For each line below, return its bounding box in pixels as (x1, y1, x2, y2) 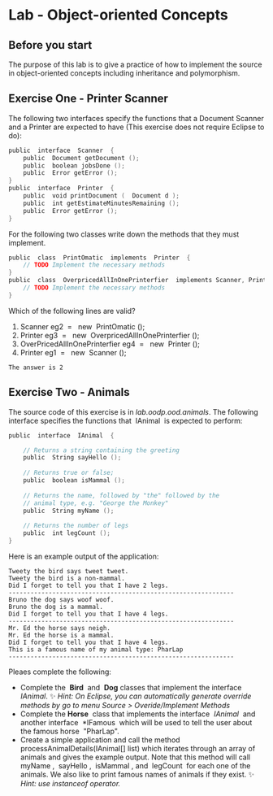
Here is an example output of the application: (8, 551, 159, 561)
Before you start (8, 38, 93, 52)
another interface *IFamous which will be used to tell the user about (19, 717, 253, 727)
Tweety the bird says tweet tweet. (8, 567, 129, 575)
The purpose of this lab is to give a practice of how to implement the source (8, 59, 262, 69)
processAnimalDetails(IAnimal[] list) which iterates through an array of (19, 743, 256, 753)
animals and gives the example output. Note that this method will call (19, 752, 250, 762)
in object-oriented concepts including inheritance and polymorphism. (8, 68, 240, 78)
